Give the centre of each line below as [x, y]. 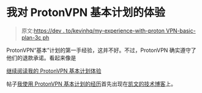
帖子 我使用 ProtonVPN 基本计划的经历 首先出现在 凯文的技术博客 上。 [91, 84]
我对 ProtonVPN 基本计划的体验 [86, 13]
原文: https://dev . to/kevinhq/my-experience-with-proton [93, 31]
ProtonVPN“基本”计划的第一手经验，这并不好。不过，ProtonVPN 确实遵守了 [102, 50]
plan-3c [31, 37]
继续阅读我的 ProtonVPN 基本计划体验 [54, 70]
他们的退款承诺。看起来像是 [41, 58]
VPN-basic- [181, 31]
